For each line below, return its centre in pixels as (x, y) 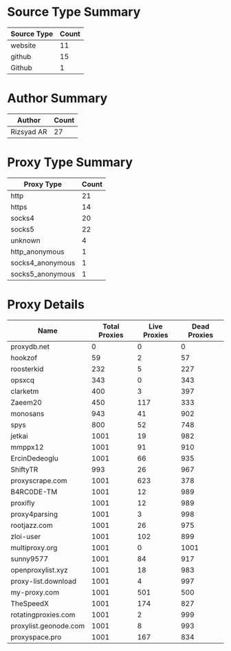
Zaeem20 (26, 402)
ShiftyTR (24, 470)
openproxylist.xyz (40, 570)
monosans (27, 413)
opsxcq (23, 380)
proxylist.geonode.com (48, 626)
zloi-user (26, 536)
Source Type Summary (74, 12)
